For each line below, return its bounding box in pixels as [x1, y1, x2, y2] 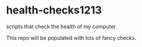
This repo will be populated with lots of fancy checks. [6, 34, 137, 41]
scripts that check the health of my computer [6, 23, 117, 30]
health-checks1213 [6, 4, 102, 17]
